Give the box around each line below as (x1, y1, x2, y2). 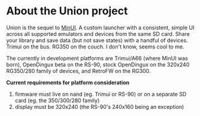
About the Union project (6, 4, 128, 18)
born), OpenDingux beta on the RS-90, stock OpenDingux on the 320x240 (6, 61, 190, 68)
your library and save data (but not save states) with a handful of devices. (6, 36, 188, 44)
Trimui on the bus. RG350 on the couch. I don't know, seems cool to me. (6, 43, 184, 50)
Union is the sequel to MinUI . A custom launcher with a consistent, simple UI (6, 24, 195, 31)
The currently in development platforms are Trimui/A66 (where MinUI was (6, 54, 189, 62)
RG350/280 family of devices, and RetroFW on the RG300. (6, 67, 151, 74)
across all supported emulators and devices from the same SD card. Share (6, 30, 190, 37)
